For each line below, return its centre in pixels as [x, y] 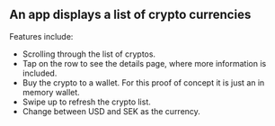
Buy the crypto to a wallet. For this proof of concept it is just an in [143, 82]
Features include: [41, 36]
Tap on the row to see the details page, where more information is [144, 63]
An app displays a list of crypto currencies [130, 15]
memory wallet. [51, 92]
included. [40, 73]
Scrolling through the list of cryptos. [89, 54]
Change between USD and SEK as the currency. [111, 111]
